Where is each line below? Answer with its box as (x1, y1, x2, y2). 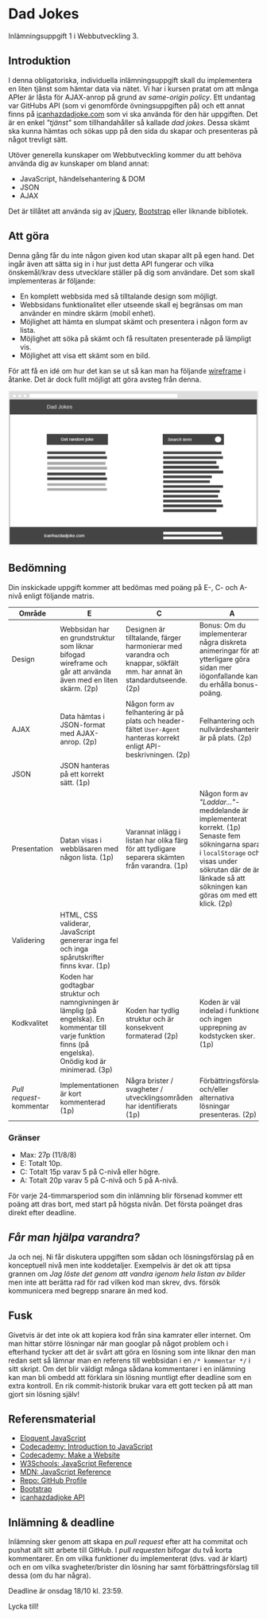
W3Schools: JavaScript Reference (19, 1459, 133, 1468)
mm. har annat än (126, 667, 183, 677)
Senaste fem (199, 831, 241, 841)
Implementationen (60, 1080, 119, 1089)
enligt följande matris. (23, 591, 95, 600)
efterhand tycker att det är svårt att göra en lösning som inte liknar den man (8, 1347, 256, 1356)
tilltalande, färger (126, 633, 181, 643)
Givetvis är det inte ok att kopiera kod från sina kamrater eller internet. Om (8, 1330, 251, 1339)
